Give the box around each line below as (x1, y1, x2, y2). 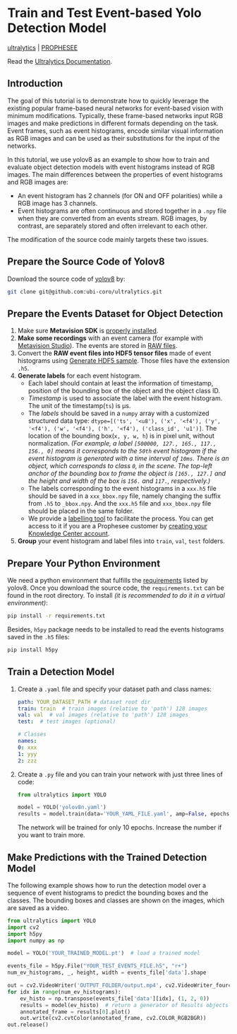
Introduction (7, 78, 63, 90)
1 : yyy (17, 750, 37, 757)
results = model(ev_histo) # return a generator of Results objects (20, 1001, 229, 1009)
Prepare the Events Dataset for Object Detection (7, 308, 224, 320)
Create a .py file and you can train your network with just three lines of (17, 769, 224, 779)
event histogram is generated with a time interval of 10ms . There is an (28, 454, 229, 463)
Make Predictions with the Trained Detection (7, 851, 207, 864)
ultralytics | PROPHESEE (7, 43, 78, 52)
